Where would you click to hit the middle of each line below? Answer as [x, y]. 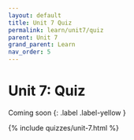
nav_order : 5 [30, 52]
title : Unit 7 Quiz [40, 23]
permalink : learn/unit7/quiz [56, 30]
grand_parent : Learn [42, 45]
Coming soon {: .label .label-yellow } [67, 112]
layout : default [35, 15]
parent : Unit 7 [33, 37]
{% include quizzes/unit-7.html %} [64, 127]
